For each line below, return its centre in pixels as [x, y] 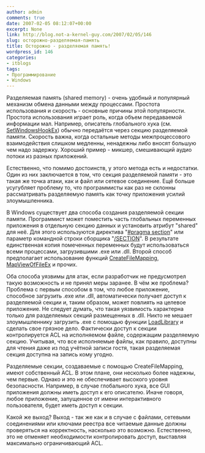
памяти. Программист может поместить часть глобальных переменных [101, 219]
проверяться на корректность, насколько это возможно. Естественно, [99, 430]
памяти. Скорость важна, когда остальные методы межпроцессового [99, 137]
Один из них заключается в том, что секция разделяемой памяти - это [99, 174]
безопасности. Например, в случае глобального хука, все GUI [88, 386]
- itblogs [19, 63]
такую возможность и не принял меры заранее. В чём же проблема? [98, 283]
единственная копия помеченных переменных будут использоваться [98, 245]
